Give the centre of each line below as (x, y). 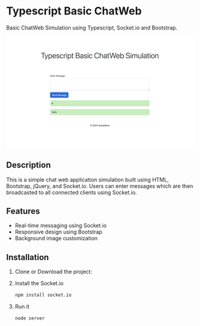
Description (28, 165)
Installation (28, 257)
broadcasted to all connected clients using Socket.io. (72, 192)
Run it (22, 306)
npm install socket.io (43, 295)
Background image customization (56, 238)
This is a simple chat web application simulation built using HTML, (87, 180)
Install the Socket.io (39, 283)
